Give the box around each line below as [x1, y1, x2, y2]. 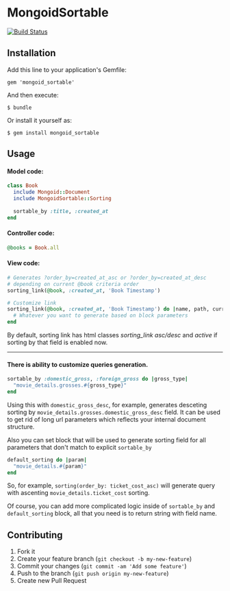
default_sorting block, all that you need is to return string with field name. [7, 509, 218, 518]
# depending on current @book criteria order [7, 280, 139, 287]
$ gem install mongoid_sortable [7, 129, 99, 136]
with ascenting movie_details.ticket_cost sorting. [7, 489, 151, 497]
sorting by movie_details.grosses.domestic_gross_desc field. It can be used [7, 408, 221, 416]
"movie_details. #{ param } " [13, 463, 88, 470]
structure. [7, 422, 35, 431]
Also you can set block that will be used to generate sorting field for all [7, 435, 207, 444]
